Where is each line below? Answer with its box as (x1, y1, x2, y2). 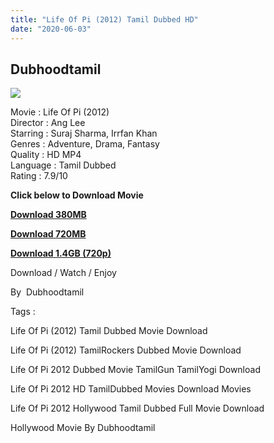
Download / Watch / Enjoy (10, 267, 117, 279)
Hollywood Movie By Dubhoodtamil (10, 422, 156, 434)
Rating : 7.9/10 (10, 170, 68, 182)
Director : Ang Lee (10, 117, 86, 129)
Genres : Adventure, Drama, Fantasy (10, 138, 160, 150)
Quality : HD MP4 (10, 149, 82, 161)
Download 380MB (10, 209, 87, 221)
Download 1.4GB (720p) (10, 247, 112, 260)
